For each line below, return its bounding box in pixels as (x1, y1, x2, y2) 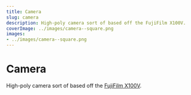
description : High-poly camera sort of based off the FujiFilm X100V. (6, 20, 186, 26)
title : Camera (6, 8, 42, 15)
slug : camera (6, 14, 39, 20)
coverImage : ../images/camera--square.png (6, 25, 114, 32)
